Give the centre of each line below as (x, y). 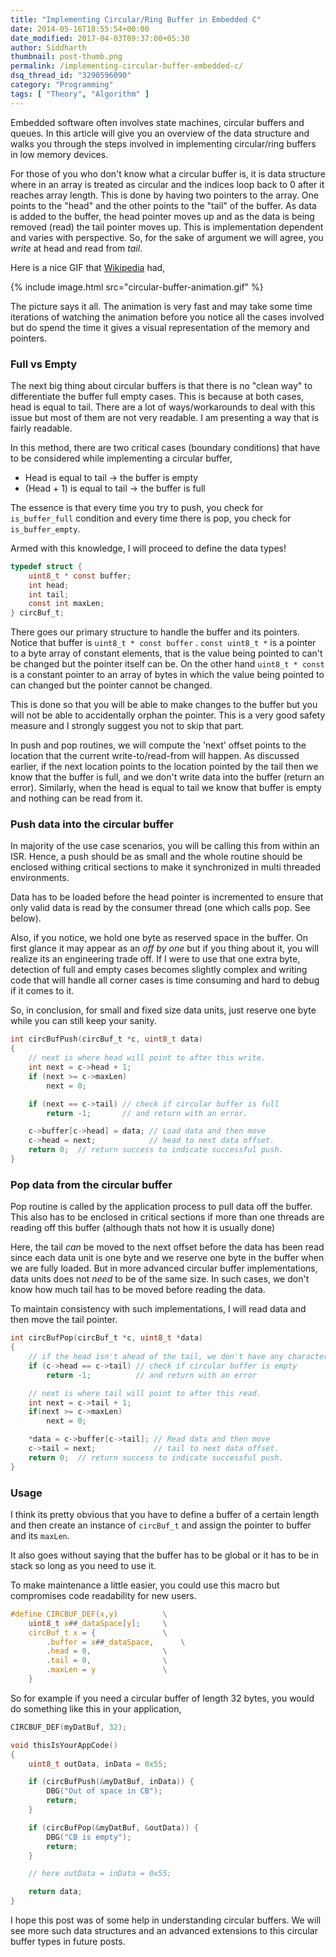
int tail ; (49, 594)
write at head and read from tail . (76, 248)
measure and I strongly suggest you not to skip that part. (127, 726)
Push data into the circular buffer (92, 824)
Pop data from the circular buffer (91, 1184)
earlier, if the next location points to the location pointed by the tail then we (164, 767)
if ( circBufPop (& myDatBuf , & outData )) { (113, 1827)
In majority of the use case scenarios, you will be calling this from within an (165, 846)
